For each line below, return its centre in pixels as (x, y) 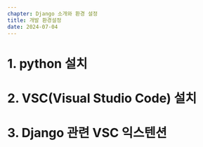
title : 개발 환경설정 (34, 20)
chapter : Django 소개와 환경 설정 (53, 14)
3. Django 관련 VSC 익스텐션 (87, 133)
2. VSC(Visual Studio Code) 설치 (102, 98)
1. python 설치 (47, 63)
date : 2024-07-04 (33, 27)
